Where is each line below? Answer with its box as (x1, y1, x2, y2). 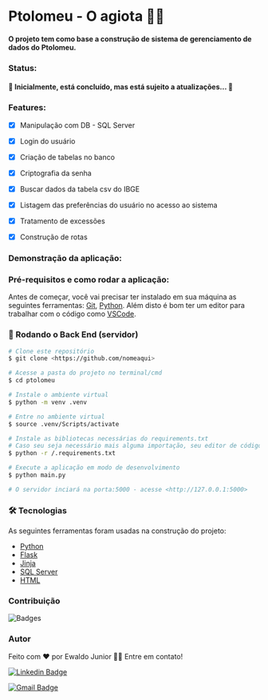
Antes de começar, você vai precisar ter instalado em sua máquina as (8, 292, 237, 302)
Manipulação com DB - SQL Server (19, 120, 136, 130)
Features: (8, 102, 46, 113)
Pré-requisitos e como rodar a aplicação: (8, 274, 170, 285)
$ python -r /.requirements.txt (8, 449, 116, 457)
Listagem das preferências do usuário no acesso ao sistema (19, 200, 218, 210)
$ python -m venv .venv (8, 398, 88, 406)
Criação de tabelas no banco (19, 152, 116, 162)
